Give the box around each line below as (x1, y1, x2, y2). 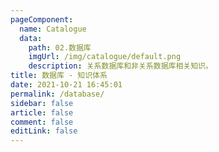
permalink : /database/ (10, 89, 105, 99)
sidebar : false (10, 98, 74, 108)
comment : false (10, 117, 74, 127)
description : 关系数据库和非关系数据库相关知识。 (28, 61, 213, 71)
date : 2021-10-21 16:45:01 (10, 80, 123, 90)
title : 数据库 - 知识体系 (10, 71, 108, 81)
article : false (10, 107, 74, 118)
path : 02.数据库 (28, 42, 92, 53)
